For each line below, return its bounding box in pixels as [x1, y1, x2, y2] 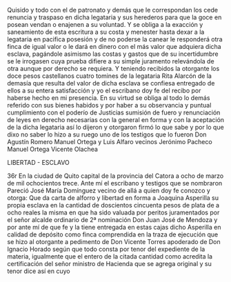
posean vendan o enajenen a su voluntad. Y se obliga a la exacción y [7, 21, 203, 28]
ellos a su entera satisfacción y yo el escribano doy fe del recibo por [7, 86, 201, 94]
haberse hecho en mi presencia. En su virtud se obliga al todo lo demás [7, 94, 210, 102]
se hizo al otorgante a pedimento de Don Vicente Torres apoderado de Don [7, 238, 221, 245]
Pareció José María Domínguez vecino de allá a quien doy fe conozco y [7, 186, 210, 194]
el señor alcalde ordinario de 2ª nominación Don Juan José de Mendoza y [7, 216, 218, 223]
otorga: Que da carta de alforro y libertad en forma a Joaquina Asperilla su [7, 194, 219, 202]
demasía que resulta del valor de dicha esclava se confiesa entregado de [7, 79, 215, 87]
